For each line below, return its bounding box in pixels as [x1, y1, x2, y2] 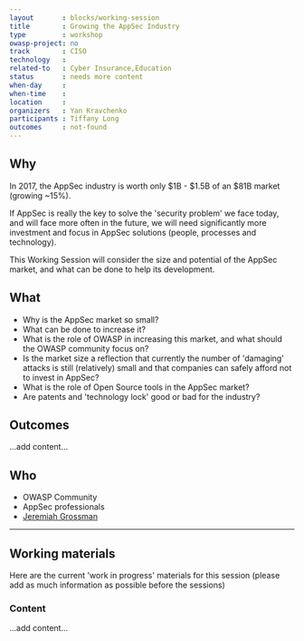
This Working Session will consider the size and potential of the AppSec [9, 254, 278, 265]
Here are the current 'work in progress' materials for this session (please [9, 570, 280, 581]
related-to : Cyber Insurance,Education [9, 64, 172, 73]
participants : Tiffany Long [9, 114, 119, 123]
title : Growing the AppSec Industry [9, 22, 180, 31]
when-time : [9, 89, 67, 98]
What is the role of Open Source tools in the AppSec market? [22, 382, 251, 393]
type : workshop [9, 30, 103, 39]
